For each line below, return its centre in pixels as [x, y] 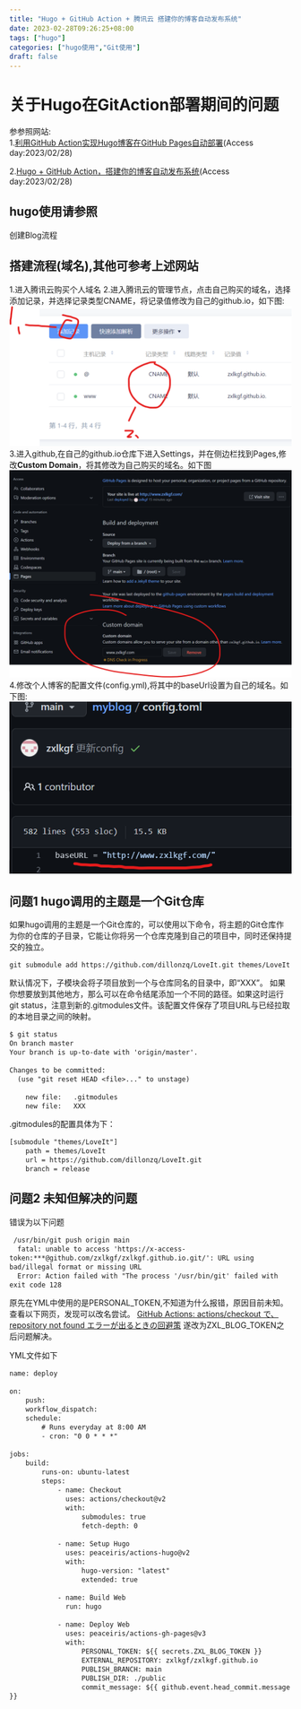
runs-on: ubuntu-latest [86, 1472]
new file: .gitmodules [72, 1097]
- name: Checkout [90, 1490]
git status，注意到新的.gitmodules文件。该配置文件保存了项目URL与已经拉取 [150, 1005]
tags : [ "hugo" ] [38, 38]
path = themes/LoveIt [65, 1151]
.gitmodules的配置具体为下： [63, 1123]
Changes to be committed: [57, 1070]
